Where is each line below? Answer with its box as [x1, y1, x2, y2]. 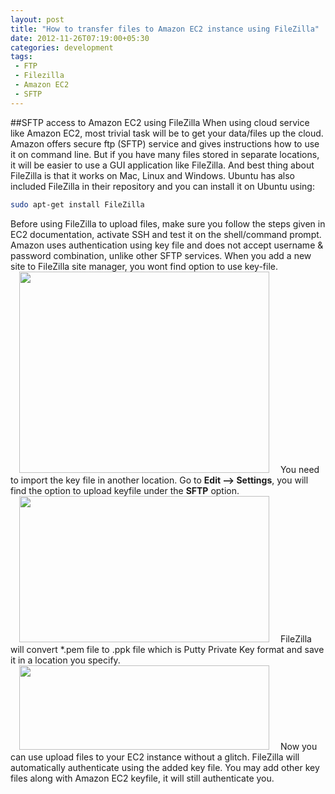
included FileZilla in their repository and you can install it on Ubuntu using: [10, 180, 315, 192]
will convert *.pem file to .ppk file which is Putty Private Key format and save [10, 643, 325, 655]
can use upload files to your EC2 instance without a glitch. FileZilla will [10, 751, 300, 763]
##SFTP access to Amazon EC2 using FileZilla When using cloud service [10, 116, 310, 128]
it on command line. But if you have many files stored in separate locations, [10, 148, 320, 160]
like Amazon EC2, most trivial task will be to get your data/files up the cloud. [10, 127, 324, 139]
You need [279, 463, 320, 475]
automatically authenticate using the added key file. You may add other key [10, 761, 320, 773]
